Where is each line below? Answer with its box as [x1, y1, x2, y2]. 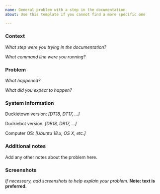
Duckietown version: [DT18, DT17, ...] [5, 111, 80, 117]
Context [5, 33, 25, 40]
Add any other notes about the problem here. [5, 154, 98, 160]
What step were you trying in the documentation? [5, 44, 107, 50]
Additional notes [5, 143, 46, 150]
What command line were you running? [5, 53, 86, 60]
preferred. [5, 183, 27, 189]
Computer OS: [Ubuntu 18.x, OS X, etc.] [5, 130, 86, 136]
